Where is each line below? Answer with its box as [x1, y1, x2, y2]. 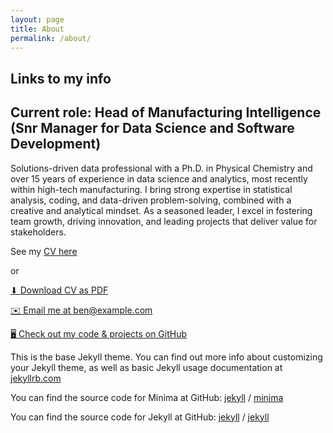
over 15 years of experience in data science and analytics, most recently [10, 172, 308, 185]
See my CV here [10, 245, 78, 257]
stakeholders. [10, 226, 67, 238]
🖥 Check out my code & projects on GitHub [10, 327, 188, 340]
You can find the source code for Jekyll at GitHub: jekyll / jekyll [10, 411, 270, 423]
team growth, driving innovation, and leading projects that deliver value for [10, 215, 318, 227]
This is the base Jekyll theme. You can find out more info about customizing [10, 351, 323, 363]
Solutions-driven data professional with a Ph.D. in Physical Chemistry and [10, 162, 313, 174]
